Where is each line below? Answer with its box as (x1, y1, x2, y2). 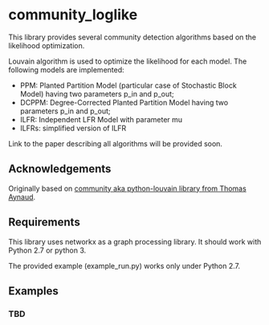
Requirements (8, 216, 80, 229)
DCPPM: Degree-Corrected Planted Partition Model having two (19, 97, 229, 107)
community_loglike (8, 6, 138, 24)
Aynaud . (8, 191, 36, 202)
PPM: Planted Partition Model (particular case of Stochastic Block (19, 80, 237, 90)
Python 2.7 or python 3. (8, 245, 87, 255)
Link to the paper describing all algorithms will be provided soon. (8, 138, 223, 148)
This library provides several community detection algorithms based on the (8, 32, 257, 42)
